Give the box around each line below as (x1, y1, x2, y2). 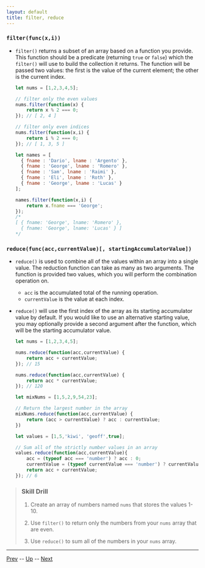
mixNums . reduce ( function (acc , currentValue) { (15, 411, 133, 417)
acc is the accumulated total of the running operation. (24, 289, 159, 297)
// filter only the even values (15, 96, 98, 102)
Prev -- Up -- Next (6, 555, 53, 563)
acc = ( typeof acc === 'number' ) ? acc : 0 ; (26, 456, 142, 462)
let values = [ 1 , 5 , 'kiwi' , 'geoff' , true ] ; (15, 433, 125, 439)
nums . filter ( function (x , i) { (15, 129, 90, 136)
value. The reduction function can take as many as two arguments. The (15, 264, 195, 271)
